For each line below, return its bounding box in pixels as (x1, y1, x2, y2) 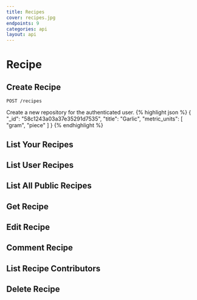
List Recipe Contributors (6, 263, 101, 274)
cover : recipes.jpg (6, 15, 56, 21)
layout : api (6, 32, 36, 38)
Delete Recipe (6, 284, 60, 295)
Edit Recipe (6, 222, 50, 232)
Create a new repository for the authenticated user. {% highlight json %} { (6, 109, 192, 116)
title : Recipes (6, 9, 45, 15)
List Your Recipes (6, 139, 74, 150)
